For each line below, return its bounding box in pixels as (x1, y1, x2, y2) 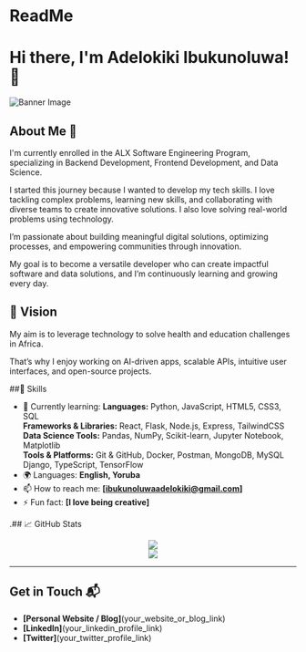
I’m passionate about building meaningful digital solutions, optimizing (9, 231, 269, 242)
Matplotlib (22, 440, 61, 450)
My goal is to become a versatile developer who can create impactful (9, 258, 269, 269)
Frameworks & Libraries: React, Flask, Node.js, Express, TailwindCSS (22, 420, 285, 431)
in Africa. (9, 338, 44, 349)
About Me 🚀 (9, 123, 77, 139)
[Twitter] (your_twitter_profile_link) (22, 632, 152, 643)
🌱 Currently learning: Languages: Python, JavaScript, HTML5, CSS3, (22, 400, 282, 411)
